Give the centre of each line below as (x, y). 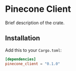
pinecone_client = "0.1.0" (33, 64)
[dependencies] (21, 59)
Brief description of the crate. (35, 23)
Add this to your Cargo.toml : (34, 50)
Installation (23, 38)
